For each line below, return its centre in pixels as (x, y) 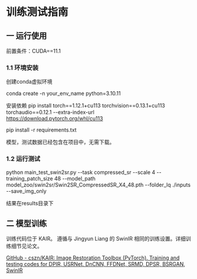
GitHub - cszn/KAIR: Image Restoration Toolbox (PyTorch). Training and (93, 258)
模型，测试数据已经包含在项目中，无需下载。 (60, 142)
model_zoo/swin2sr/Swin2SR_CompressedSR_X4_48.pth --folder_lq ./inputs (98, 185)
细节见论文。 (27, 246)
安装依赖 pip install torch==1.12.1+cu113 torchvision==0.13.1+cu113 (86, 106)
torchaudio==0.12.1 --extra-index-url (50, 112)
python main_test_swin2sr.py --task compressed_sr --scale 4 (81, 172)
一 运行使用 (27, 36)
